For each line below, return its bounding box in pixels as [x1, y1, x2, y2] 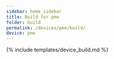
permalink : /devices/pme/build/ [6, 25, 86, 31]
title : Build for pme [6, 14, 60, 20]
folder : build [6, 19, 41, 25]
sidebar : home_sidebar [6, 8, 62, 15]
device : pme [6, 30, 35, 36]
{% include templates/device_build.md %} [6, 46, 109, 53]
